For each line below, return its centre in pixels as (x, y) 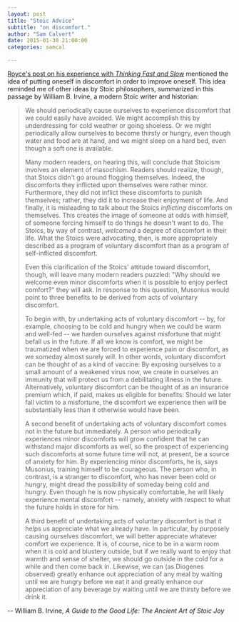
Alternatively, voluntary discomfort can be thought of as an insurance (127, 387)
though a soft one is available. (69, 148)
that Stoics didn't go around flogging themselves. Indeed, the (115, 177)
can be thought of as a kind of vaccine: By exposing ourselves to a (123, 364)
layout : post (27, 14)
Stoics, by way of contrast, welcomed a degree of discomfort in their (126, 230)
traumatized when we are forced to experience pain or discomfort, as (127, 349)
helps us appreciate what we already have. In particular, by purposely (127, 528)
